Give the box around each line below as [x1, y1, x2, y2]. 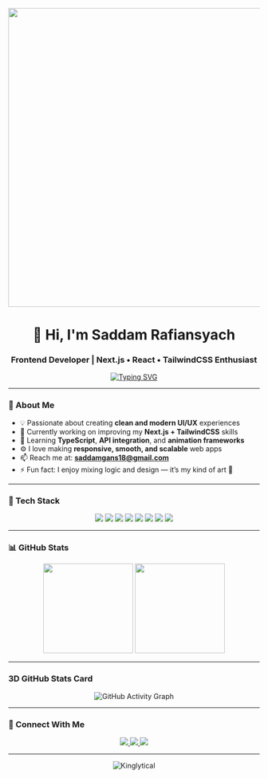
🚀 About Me [8, 399, 55, 411]
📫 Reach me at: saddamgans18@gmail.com [19, 453, 169, 462]
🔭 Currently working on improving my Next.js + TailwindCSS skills [19, 426, 238, 436]
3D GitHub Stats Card [8, 674, 93, 685]
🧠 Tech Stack [8, 495, 61, 506]
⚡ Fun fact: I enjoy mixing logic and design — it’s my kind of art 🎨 [19, 465, 234, 474]
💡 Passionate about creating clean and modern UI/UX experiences [19, 418, 241, 427]
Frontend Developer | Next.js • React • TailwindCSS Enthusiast [10, 355, 258, 366]
